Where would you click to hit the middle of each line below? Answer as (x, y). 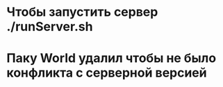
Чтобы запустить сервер (82, 12)
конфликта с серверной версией (107, 73)
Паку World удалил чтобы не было (111, 58)
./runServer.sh (50, 27)
